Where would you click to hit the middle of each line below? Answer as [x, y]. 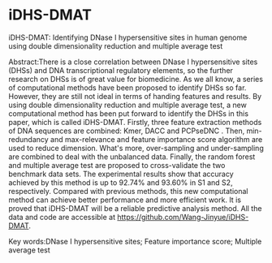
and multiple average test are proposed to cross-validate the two [117, 165]
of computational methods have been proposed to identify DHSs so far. [127, 88]
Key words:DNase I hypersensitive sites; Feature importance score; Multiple [135, 241]
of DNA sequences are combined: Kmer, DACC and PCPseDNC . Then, [127, 131]
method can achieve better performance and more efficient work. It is [125, 200]
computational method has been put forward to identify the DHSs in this [129, 113]
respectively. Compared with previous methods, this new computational [128, 191]
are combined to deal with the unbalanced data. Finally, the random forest [132, 157]
